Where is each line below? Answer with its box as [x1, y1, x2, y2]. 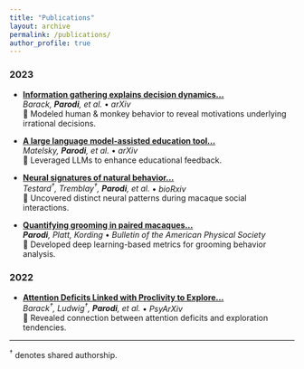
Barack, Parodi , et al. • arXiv [22, 99, 131, 109]
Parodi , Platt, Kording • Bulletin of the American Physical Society [22, 230, 266, 241]
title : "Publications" [9, 13, 95, 23]
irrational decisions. [22, 118, 97, 128]
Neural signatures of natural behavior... [22, 172, 175, 183]
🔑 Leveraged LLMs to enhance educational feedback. [22, 155, 223, 166]
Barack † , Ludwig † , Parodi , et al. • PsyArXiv [22, 301, 184, 314]
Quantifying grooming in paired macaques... [22, 220, 194, 231]
